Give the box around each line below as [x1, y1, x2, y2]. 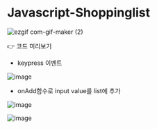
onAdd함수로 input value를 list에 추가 [17, 86, 121, 95]
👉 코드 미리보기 [7, 41, 52, 50]
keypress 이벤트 [17, 59, 63, 67]
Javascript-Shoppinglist [7, 5, 151, 21]
